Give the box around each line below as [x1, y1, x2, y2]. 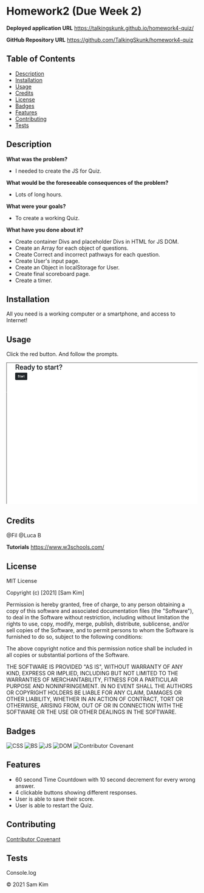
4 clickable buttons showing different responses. [15, 788, 138, 796]
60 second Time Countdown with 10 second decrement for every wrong [15, 776, 195, 783]
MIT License [6, 578, 38, 585]
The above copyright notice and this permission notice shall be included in [6, 645, 192, 652]
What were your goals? [6, 202, 66, 210]
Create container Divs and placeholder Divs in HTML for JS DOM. [15, 238, 179, 245]
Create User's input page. [15, 257, 80, 264]
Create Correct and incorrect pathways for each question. [15, 250, 161, 258]
